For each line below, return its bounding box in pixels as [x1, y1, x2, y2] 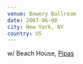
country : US [7, 30, 42, 37]
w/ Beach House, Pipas [7, 49, 75, 58]
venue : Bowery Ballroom [7, 10, 77, 18]
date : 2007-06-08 [7, 17, 58, 24]
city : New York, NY [7, 23, 64, 30]
